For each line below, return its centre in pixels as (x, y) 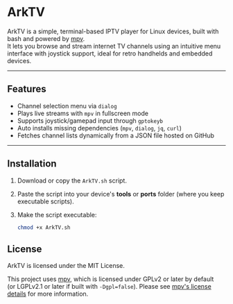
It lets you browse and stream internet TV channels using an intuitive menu (114, 46)
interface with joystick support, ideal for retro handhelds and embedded (110, 53)
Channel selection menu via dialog (67, 105)
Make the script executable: (57, 214)
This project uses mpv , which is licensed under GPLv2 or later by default (111, 279)
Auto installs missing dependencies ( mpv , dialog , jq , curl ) (99, 128)
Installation (32, 164)
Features (27, 89)
